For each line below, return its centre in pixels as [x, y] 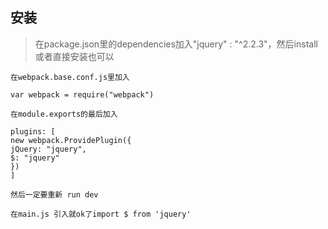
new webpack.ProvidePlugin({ [71, 140]
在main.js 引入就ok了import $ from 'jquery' [101, 214]
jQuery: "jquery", [48, 149]
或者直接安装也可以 [74, 56]
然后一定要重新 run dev [54, 194]
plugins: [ [33, 131]
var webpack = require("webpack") [82, 94]
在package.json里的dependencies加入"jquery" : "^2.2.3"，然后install [176, 44]
